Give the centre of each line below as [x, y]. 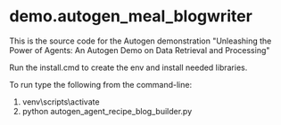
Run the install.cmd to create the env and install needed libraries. [128, 67]
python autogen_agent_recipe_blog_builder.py [107, 111]
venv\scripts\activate [61, 102]
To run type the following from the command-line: [101, 84]
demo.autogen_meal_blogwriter [131, 16]
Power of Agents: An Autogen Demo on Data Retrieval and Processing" [140, 50]
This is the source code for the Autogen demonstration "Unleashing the [140, 41]
